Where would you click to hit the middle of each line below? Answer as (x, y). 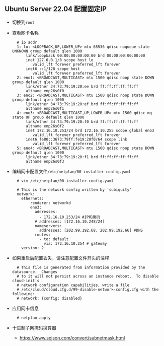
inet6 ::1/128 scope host (53, 69)
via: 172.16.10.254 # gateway (75, 243)
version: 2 (33, 248)
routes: (43, 235)
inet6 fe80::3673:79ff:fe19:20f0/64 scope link (76, 139)
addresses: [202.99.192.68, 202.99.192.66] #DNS (91, 230)
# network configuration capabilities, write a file (73, 285)
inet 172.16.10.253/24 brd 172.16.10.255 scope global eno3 (90, 130)
